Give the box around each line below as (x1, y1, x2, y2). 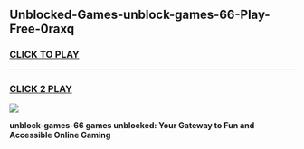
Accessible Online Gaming (9, 129, 111, 140)
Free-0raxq (9, 22, 75, 37)
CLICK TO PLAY (9, 49, 80, 61)
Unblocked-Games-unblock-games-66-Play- (9, 7, 271, 23)
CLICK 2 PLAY (9, 82, 72, 95)
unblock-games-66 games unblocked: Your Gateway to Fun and (9, 119, 255, 130)
